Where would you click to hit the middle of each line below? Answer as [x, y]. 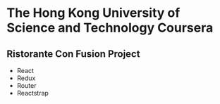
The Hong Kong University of [93, 13]
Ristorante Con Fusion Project [73, 54]
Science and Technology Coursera [110, 28]
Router [26, 85]
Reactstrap [32, 93]
